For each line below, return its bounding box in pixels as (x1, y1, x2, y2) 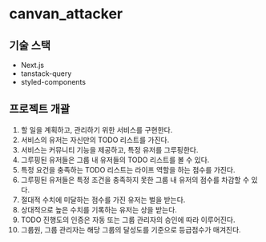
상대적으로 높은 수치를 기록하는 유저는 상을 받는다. (20, 204, 177, 214)
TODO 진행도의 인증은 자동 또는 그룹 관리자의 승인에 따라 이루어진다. (20, 215, 236, 224)
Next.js (20, 61, 45, 69)
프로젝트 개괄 (9, 102, 71, 116)
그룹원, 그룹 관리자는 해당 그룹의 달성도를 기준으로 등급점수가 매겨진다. (20, 224, 241, 234)
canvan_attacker (9, 5, 123, 23)
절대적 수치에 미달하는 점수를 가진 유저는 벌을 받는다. (20, 195, 186, 204)
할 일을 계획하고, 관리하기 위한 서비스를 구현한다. (20, 125, 173, 134)
